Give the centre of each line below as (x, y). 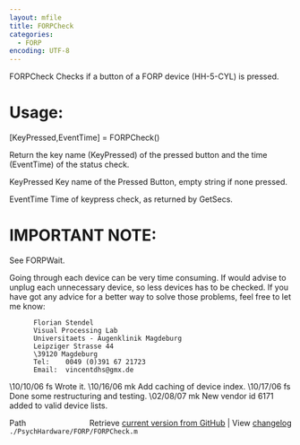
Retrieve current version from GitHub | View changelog (190, 423)
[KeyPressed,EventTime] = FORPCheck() (85, 138)
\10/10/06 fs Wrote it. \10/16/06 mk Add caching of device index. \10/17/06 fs (150, 386)
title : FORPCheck (42, 26)
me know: (27, 306)
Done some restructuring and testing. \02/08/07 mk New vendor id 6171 (141, 396)
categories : (31, 34)
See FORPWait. (37, 260)
